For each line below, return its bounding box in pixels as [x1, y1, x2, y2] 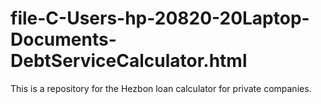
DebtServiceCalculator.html [10, 50, 248, 72]
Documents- [10, 28, 117, 51]
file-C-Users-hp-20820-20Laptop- [10, 7, 310, 30]
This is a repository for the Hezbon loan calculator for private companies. [10, 82, 312, 94]
